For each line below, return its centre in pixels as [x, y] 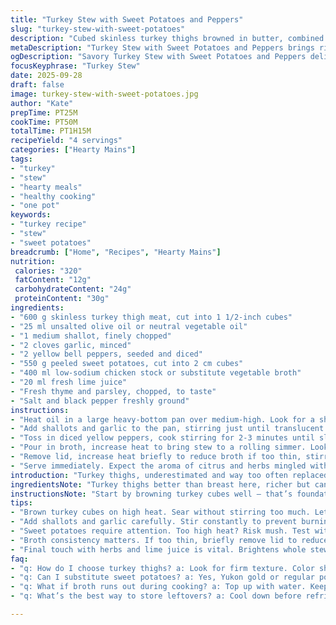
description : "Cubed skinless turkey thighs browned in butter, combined [167, 38]
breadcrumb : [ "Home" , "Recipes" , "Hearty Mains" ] [116, 252]
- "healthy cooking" [53, 196]
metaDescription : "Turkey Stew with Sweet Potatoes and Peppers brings [162, 47]
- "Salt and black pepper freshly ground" [100, 401]
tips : [21, 503]
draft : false [37, 85]
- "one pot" [35, 206]
